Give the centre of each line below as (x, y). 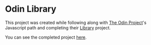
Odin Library (31, 9)
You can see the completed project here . (46, 37)
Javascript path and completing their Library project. (58, 27)
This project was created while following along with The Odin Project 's (76, 22)
